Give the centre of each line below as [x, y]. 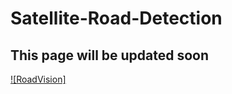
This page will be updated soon [110, 55]
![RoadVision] [38, 79]
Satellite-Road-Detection [116, 18]
